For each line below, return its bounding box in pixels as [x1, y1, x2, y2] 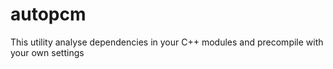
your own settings [10, 46, 85, 58]
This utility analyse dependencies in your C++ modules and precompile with [10, 36, 324, 48]
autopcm [10, 3, 87, 26]
